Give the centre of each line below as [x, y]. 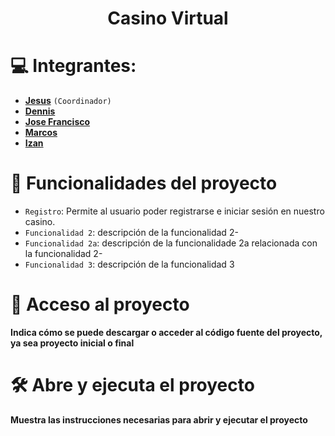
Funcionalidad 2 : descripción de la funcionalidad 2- [131, 233]
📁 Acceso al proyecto [100, 304]
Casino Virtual [168, 18]
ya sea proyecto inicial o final [72, 343]
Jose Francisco [57, 122]
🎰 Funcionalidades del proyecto [144, 183]
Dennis [40, 111]
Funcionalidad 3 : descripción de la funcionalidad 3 [129, 264]
